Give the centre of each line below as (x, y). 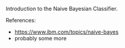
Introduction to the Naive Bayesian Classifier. (62, 9)
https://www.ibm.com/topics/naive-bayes (66, 32)
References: (21, 20)
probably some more (41, 38)
